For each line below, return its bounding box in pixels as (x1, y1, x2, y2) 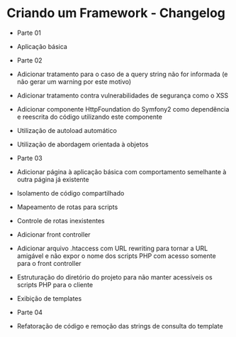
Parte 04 (16, 308, 43, 316)
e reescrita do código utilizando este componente (16, 112, 162, 121)
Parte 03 (16, 154, 43, 162)
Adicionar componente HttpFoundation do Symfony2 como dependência (16, 105, 230, 113)
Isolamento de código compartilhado (16, 188, 125, 197)
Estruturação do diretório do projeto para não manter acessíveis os (16, 272, 213, 282)
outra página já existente (16, 175, 89, 183)
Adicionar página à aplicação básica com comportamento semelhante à (16, 167, 227, 176)
